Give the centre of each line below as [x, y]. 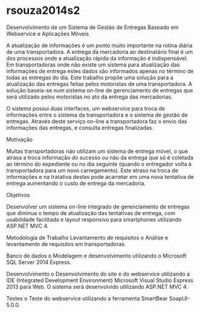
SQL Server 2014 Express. [39, 262]
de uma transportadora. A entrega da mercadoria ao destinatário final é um [100, 51]
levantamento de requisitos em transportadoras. [66, 244]
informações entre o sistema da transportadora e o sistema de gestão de [97, 115]
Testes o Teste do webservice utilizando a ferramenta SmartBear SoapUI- [98, 298]
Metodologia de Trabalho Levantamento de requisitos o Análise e [87, 237]
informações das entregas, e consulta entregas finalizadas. [80, 127]
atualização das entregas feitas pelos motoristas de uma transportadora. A [99, 84]
